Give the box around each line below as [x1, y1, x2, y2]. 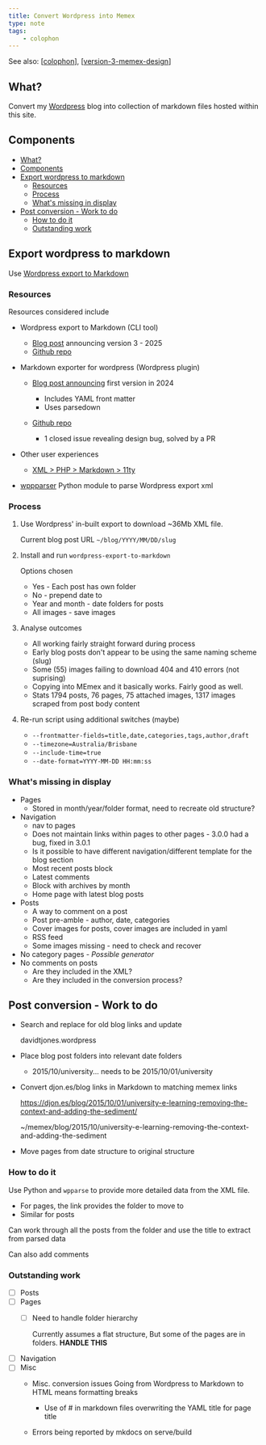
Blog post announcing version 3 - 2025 [31, 338, 163, 348]
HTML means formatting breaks [31, 1388, 139, 1397]
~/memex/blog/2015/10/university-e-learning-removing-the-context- [19, 1123, 250, 1132]
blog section [31, 854, 74, 865]
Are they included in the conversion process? [31, 975, 183, 984]
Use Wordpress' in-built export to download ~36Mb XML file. [19, 519, 223, 529]
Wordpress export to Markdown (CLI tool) [19, 322, 159, 332]
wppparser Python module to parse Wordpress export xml [19, 480, 214, 490]
